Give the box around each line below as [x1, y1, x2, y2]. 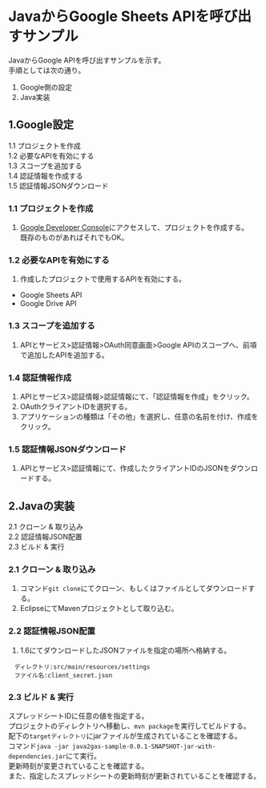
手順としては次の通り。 [8, 65, 86, 74]
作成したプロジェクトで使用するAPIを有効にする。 [19, 274, 187, 284]
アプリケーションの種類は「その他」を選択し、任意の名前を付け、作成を [19, 412, 259, 421]
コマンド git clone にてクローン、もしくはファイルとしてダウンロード [19, 584, 248, 593]
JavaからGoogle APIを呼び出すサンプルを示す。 [8, 55, 166, 65]
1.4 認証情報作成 [8, 372, 72, 383]
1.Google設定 [8, 118, 75, 132]
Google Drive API [19, 299, 78, 308]
